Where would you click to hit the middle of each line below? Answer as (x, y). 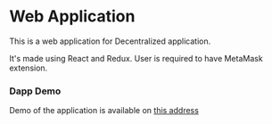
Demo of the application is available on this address (104, 111)
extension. (29, 68)
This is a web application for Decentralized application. (110, 41)
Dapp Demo (35, 91)
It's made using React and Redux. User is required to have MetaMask (136, 58)
